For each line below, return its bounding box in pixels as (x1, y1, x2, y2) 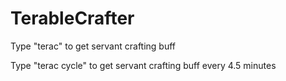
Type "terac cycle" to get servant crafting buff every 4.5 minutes (10, 59, 277, 71)
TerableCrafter (10, 7, 135, 30)
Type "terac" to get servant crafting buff (10, 40, 177, 52)
